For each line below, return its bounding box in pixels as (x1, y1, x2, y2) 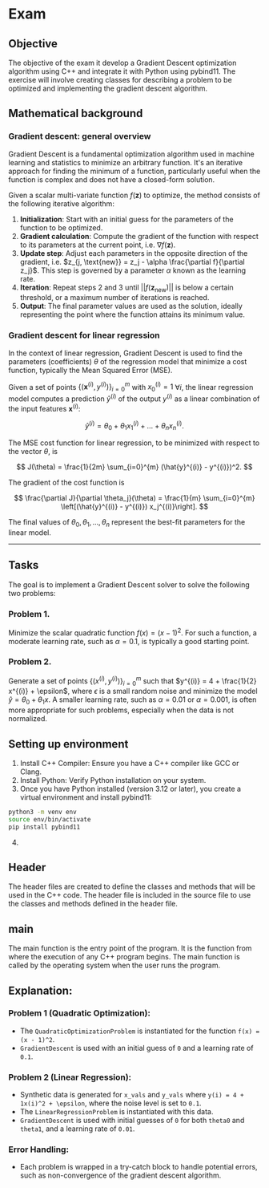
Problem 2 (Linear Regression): (8, 1072, 132, 1083)
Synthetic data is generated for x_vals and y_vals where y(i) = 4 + (19, 1090, 244, 1100)
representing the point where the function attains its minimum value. (19, 310, 246, 319)
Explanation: (8, 983, 73, 997)
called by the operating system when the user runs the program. (8, 960, 221, 971)
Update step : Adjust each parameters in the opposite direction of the (19, 248, 248, 257)
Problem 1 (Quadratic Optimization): (8, 1008, 151, 1019)
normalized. (8, 714, 48, 724)
